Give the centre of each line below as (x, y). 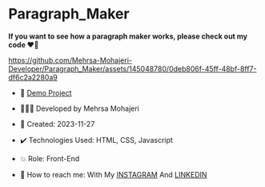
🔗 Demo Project (46, 92)
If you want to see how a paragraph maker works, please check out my (128, 36)
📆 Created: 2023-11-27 (57, 124)
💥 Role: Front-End (50, 158)
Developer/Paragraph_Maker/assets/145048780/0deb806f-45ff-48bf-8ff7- (132, 68)
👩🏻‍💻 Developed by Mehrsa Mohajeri (80, 108)
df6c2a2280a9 (33, 77)
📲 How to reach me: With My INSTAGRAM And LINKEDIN (113, 174)
